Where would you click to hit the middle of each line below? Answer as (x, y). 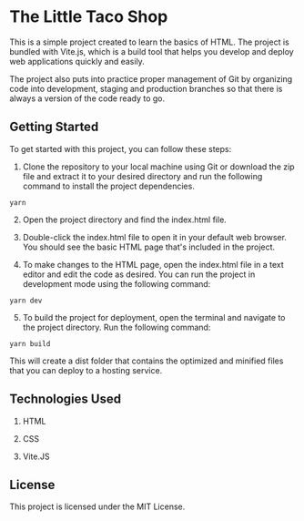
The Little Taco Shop (89, 17)
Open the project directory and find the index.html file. (125, 220)
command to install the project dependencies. (109, 186)
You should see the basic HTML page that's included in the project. (149, 247)
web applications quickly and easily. (77, 61)
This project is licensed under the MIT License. (97, 506)
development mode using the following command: (117, 283)
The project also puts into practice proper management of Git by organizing (151, 78)
